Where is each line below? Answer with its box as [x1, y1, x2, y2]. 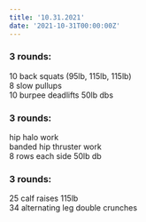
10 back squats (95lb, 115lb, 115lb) [9, 70, 132, 81]
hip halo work [9, 132, 59, 143]
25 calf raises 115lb [9, 193, 79, 204]
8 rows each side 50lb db [9, 151, 102, 162]
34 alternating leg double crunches [9, 202, 138, 213]
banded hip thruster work [9, 141, 102, 152]
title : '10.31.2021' [9, 12, 86, 22]
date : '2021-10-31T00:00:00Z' [9, 21, 121, 30]
